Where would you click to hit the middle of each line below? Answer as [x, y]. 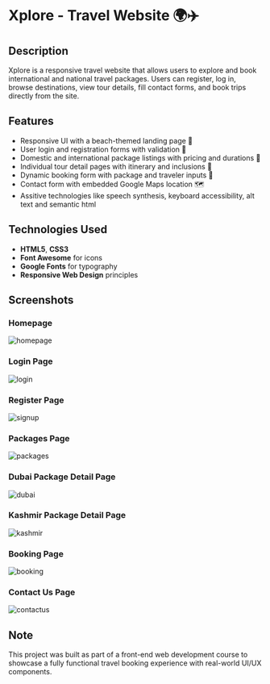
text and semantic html [58, 204]
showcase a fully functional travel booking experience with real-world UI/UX [135, 663]
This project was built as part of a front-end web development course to [128, 655]
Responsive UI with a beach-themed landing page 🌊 [106, 140]
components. [30, 672]
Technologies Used [58, 229]
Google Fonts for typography [69, 266]
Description [38, 50]
